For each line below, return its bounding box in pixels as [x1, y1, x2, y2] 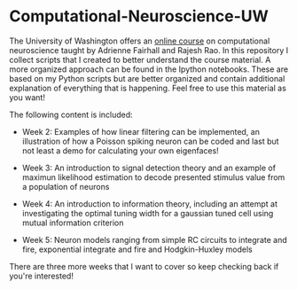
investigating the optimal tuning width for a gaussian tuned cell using [21, 208, 274, 218]
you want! [9, 91, 46, 103]
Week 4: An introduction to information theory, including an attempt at [21, 198, 277, 209]
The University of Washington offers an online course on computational [9, 35, 270, 46]
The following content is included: [9, 109, 133, 120]
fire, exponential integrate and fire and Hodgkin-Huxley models [21, 244, 253, 255]
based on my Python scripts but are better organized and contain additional [9, 73, 285, 83]
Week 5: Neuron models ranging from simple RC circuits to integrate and [21, 234, 287, 245]
